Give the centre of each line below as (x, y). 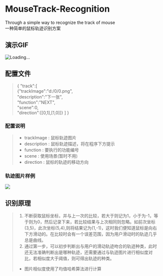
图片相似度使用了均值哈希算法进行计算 (63, 269)
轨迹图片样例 (20, 176)
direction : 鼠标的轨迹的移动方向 (56, 162)
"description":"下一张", (40, 97)
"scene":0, (28, 107)
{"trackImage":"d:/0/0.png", (45, 91)
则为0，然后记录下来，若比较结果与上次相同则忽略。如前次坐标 (92, 222)
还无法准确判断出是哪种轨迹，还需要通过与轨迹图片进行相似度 (86, 252)
